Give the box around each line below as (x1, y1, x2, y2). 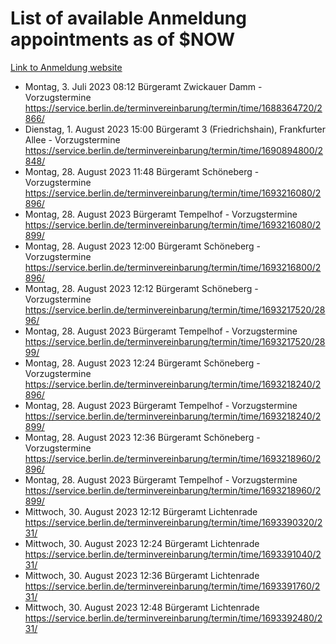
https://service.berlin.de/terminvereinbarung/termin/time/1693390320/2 (24, 516, 323, 528)
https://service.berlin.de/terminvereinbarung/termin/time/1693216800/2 (24, 261, 322, 273)
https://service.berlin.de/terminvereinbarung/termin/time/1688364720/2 (24, 102, 323, 114)
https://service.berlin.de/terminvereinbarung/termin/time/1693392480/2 (24, 612, 323, 624)
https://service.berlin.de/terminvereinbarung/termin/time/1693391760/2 (24, 580, 321, 592)
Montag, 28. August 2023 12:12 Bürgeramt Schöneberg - (24, 282, 259, 294)
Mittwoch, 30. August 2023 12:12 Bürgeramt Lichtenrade (24, 505, 258, 517)
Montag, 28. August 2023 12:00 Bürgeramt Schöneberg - (24, 240, 262, 252)
